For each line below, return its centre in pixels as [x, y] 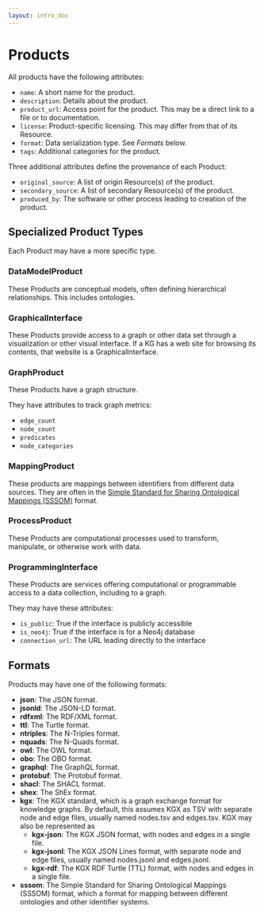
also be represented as [57, 826]
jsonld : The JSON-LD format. [68, 708]
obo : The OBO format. [56, 759]
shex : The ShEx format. [58, 792]
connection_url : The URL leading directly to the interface [113, 641]
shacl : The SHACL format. [62, 784]
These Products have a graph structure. [73, 390]
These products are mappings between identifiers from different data [121, 484]
